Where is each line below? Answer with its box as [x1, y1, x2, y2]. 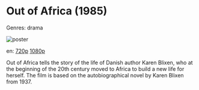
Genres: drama [6, 24, 43, 31]
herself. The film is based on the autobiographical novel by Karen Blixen [6, 71, 185, 79]
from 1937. [6, 78, 32, 85]
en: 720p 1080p [6, 47, 45, 55]
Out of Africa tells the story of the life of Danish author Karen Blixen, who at [6, 59, 194, 66]
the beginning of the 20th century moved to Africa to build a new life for [6, 65, 185, 73]
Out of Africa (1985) [6, 4, 108, 18]
